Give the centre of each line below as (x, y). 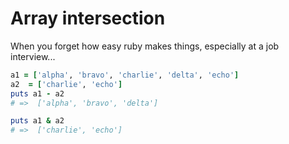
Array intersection (88, 18)
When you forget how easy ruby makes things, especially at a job (145, 46)
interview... (33, 56)
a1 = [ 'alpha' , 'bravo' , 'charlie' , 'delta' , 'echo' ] (125, 75)
